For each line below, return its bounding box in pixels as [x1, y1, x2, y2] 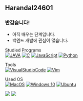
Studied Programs [5, 47, 41, 53]
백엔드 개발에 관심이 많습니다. [12, 37, 69, 43]
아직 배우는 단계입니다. [12, 31, 56, 37]
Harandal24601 [5, 4, 53, 12]
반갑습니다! [5, 19, 30, 26]
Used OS [5, 76, 23, 82]
